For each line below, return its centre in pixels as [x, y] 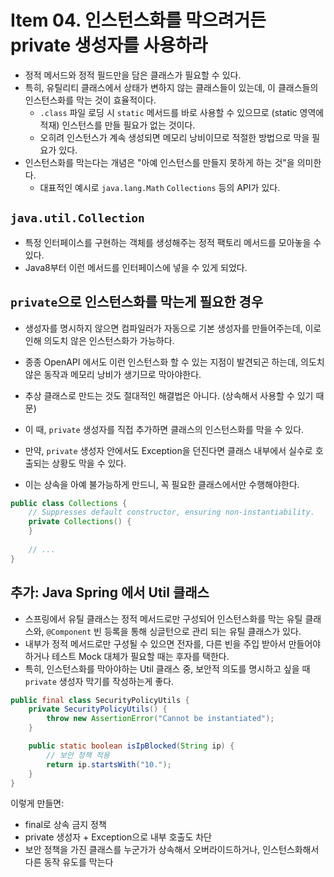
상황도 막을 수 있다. [89, 463]
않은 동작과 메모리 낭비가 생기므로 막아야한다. [113, 374]
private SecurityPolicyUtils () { [98, 709]
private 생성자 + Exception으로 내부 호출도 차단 [118, 837]
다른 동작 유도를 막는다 [69, 862]
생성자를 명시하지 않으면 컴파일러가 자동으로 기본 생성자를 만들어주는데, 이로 [173, 328]
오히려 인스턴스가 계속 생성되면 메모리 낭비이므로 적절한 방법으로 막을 [174, 137]
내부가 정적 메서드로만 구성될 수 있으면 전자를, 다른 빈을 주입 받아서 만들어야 [173, 643]
